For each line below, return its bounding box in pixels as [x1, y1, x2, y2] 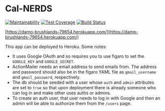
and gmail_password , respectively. [12, 74, 81, 80]
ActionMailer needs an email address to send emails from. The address [12, 64, 157, 70]
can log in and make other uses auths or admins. [12, 90, 111, 96]
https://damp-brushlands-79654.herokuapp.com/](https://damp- [6, 29, 138, 35]
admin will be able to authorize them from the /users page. [12, 100, 132, 106]
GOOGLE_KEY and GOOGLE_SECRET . [12, 58, 75, 64]
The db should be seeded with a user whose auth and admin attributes [12, 79, 154, 85]
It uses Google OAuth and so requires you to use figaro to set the [12, 53, 144, 59]
